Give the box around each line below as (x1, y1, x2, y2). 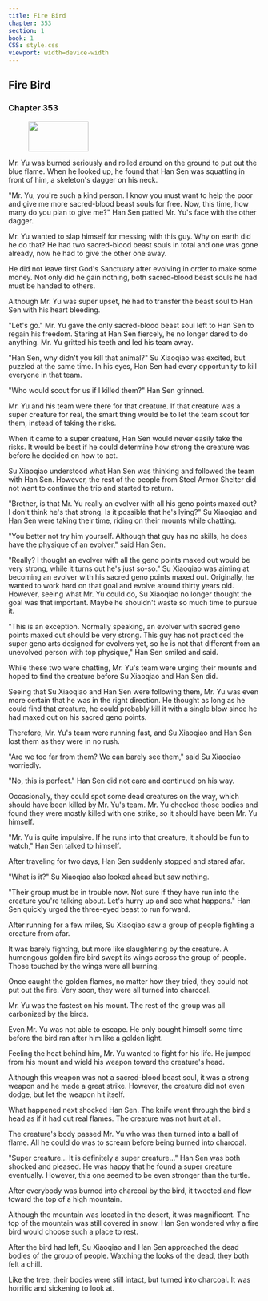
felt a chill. (8, 1259, 42, 1269)
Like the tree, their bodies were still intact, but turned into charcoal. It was (8, 1275, 251, 1284)
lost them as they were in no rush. (8, 736, 120, 745)
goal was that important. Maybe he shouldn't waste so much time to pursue (8, 597, 258, 607)
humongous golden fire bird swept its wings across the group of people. (8, 952, 246, 962)
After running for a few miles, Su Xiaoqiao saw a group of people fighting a (8, 920, 254, 930)
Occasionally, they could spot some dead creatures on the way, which (8, 791, 240, 801)
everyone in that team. (8, 370, 82, 379)
